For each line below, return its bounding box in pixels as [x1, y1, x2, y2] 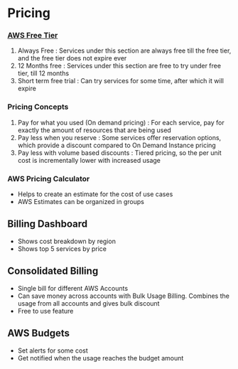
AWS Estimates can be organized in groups [17, 198, 144, 206]
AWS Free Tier [7, 31, 58, 41]
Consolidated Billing [7, 265, 99, 277]
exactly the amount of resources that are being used [17, 126, 172, 134]
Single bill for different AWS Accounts [17, 284, 129, 292]
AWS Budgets [7, 327, 70, 339]
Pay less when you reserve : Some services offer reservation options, [17, 133, 222, 141]
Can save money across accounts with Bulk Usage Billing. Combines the [17, 292, 229, 300]
